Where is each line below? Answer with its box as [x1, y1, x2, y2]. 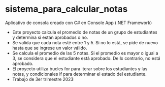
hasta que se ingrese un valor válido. [12, 45, 87, 51]
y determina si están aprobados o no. [12, 34, 88, 40]
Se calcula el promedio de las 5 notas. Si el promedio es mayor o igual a [12, 50, 159, 56]
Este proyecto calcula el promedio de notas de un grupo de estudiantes [12, 29, 158, 35]
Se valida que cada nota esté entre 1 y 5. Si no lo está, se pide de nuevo [12, 39, 158, 45]
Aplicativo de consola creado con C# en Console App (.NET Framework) [5, 20, 152, 26]
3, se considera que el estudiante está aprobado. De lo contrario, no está [12, 55, 161, 61]
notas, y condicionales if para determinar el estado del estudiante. [12, 71, 147, 77]
